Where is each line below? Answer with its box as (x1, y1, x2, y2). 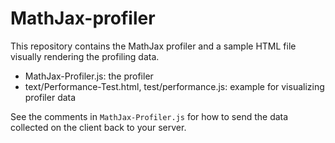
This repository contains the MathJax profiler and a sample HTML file (10, 40, 297, 52)
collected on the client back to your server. (10, 121, 187, 133)
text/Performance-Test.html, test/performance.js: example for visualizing (24, 80, 325, 92)
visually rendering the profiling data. (10, 50, 160, 62)
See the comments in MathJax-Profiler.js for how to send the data (10, 110, 289, 122)
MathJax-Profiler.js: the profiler (24, 70, 154, 82)
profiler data (24, 91, 77, 103)
